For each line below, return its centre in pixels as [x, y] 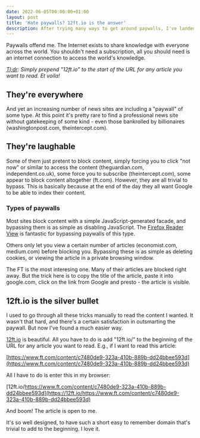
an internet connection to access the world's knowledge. [76, 58]
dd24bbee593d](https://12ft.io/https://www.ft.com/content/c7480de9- [93, 393]
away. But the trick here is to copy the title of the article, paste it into [90, 276]
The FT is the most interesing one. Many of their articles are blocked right [96, 269]
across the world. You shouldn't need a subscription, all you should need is [98, 52]
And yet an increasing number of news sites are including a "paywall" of [95, 109]
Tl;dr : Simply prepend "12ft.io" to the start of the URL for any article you [94, 70]
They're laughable [41, 147]
